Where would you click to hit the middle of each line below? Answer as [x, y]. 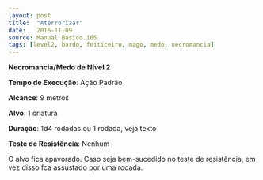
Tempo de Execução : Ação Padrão [65, 83]
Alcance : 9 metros [39, 98]
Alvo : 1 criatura [33, 113]
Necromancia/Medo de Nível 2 [59, 67]
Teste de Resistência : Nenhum [59, 144]
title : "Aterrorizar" [46, 23]
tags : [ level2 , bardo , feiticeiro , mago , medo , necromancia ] [111, 45]
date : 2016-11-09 [40, 30]
